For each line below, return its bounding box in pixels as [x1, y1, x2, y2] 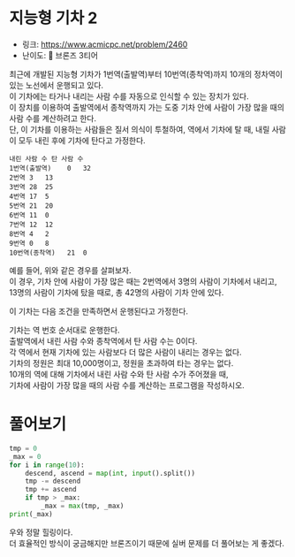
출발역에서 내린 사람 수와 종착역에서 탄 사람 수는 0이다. [9, 335, 198, 346]
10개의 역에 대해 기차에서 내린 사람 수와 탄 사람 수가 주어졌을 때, [9, 369, 229, 379]
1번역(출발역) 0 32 [9, 164, 91, 172]
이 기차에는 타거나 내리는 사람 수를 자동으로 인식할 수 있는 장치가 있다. [9, 90, 249, 102]
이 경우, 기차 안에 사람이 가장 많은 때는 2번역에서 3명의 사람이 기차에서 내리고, [9, 276, 277, 286]
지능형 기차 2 [9, 8, 98, 28]
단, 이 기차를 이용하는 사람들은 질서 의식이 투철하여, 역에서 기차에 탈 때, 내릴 [9, 124, 270, 134]
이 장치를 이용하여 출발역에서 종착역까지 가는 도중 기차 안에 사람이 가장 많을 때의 [9, 102, 285, 112]
